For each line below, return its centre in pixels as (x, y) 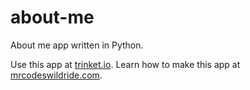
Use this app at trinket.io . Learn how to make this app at (125, 64)
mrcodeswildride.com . (56, 75)
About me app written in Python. (77, 45)
